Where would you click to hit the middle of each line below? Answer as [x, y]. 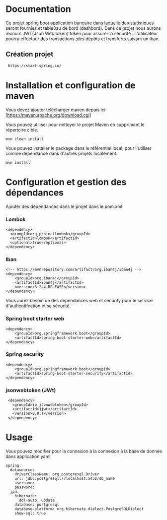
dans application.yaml [28, 456]
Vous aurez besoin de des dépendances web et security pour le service [79, 301]
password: [25, 487]
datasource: [23, 470]
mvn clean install [25, 139]
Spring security [25, 354]
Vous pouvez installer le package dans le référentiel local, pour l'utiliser [79, 148]
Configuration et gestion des [66, 182]
